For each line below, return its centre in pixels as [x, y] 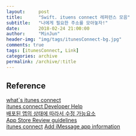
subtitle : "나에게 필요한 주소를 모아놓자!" [57, 23]
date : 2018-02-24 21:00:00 [48, 28]
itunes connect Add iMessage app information [63, 126]
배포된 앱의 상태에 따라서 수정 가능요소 [51, 113]
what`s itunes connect [34, 100]
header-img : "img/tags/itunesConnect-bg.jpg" [64, 39]
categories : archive [32, 56]
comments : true [25, 45]
